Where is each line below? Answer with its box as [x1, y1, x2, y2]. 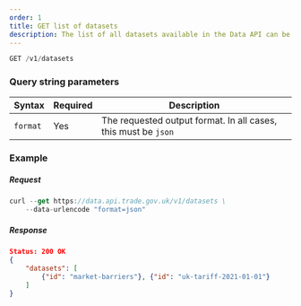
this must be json [101, 125, 175, 137]
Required [53, 99, 93, 111]
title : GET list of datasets [9, 22, 118, 31]
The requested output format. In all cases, [101, 114, 278, 127]
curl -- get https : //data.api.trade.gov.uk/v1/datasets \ [9, 197, 227, 206]
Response [9, 224, 47, 235]
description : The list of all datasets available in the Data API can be [9, 30, 291, 39]
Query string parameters [9, 75, 119, 88]
